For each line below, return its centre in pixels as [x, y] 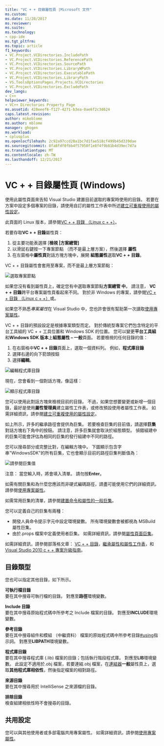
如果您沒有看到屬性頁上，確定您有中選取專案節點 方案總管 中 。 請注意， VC [81, 286]
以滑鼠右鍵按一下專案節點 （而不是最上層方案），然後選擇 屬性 [74, 249]
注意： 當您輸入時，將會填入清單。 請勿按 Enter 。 [55, 474]
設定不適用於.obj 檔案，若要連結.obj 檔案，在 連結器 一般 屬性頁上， [85, 664]
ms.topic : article [24, 46]
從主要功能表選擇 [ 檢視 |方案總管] [46, 243]
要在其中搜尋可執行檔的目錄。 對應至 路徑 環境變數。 [57, 596]
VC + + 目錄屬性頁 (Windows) [65, 185]
